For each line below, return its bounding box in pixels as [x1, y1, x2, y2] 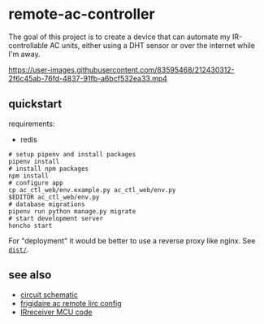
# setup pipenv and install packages [8, 150, 136, 159]
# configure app [8, 178, 63, 187]
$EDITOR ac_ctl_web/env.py [8, 193, 100, 201]
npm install [8, 172, 49, 180]
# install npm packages [8, 164, 89, 173]
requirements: [8, 119, 55, 129]
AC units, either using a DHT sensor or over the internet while [50, 40, 256, 50]
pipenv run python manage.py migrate [8, 207, 136, 216]
